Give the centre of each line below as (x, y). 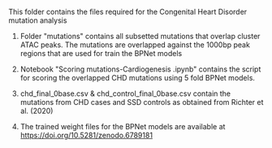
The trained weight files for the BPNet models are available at (123, 126)
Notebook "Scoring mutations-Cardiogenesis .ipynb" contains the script (140, 69)
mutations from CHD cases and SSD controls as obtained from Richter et (142, 102)
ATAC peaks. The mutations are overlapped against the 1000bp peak (135, 45)
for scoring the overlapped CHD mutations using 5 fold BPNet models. (138, 78)
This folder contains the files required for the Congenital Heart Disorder (128, 12)
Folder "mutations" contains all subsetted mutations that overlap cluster (140, 36)
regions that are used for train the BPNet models (101, 53)
